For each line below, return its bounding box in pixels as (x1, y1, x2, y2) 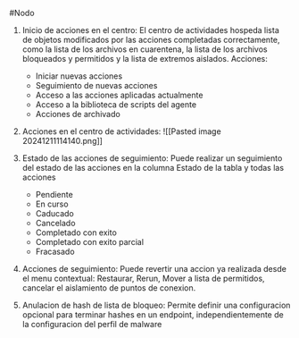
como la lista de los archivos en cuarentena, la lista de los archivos (21, 44, 268, 55)
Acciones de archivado (35, 109, 120, 119)
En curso (35, 199, 69, 209)
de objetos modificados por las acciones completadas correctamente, (21, 35, 280, 45)
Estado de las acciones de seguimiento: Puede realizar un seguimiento (21, 153, 283, 164)
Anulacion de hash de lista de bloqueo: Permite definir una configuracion (21, 300, 291, 310)
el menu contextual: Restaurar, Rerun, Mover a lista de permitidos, (21, 273, 265, 283)
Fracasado (35, 246, 75, 257)
